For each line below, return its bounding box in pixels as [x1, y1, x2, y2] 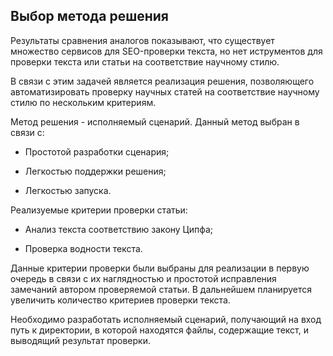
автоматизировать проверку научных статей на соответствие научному [10, 85, 320, 98]
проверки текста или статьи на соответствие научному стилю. [10, 55, 280, 68]
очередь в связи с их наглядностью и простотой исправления [10, 272, 277, 284]
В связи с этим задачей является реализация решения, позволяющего [10, 75, 315, 87]
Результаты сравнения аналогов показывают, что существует [10, 34, 275, 46]
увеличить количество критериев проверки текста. [10, 294, 231, 306]
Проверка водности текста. [24, 242, 143, 254]
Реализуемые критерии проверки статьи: [10, 204, 188, 216]
